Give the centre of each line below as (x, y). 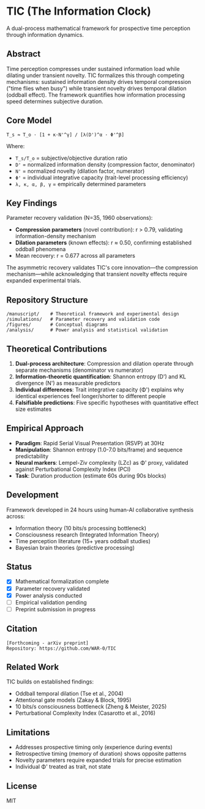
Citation (22, 629)
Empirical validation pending (51, 602)
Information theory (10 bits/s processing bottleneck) (81, 528)
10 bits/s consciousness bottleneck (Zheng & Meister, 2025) (91, 707)
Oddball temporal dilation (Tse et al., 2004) (69, 694)
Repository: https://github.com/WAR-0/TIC (61, 648)
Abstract (24, 54)
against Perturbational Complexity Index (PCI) (73, 469)
